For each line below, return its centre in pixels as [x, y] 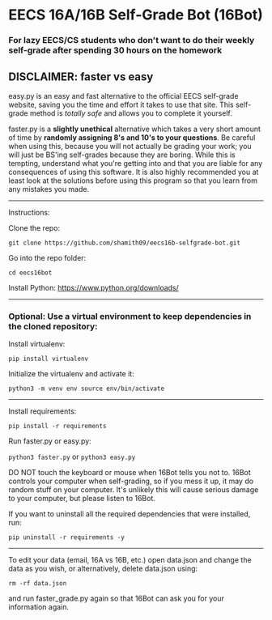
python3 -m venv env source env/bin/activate [86, 389]
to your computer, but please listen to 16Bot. [82, 499]
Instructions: [29, 212]
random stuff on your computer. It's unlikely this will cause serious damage [134, 490]
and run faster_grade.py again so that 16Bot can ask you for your [116, 599]
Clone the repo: [34, 227]
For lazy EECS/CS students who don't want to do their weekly [132, 40]
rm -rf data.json [38, 584]
